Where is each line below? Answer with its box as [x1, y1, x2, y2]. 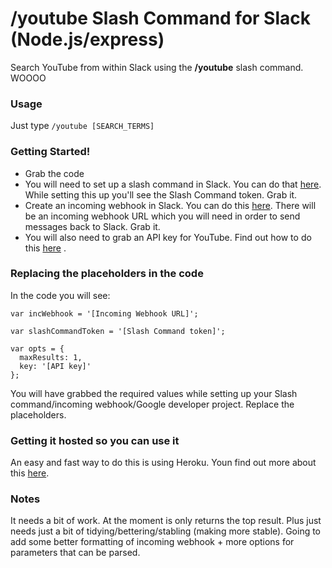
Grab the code [24, 167, 85, 179]
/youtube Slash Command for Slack [10, 7, 311, 30]
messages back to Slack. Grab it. [24, 220, 161, 232]
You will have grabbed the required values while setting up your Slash [10, 387, 298, 399]
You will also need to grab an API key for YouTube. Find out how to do [24, 231, 312, 243]
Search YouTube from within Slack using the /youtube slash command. [10, 61, 304, 73]
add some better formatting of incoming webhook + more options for [10, 536, 295, 548]
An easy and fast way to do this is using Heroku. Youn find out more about [10, 457, 317, 469]
